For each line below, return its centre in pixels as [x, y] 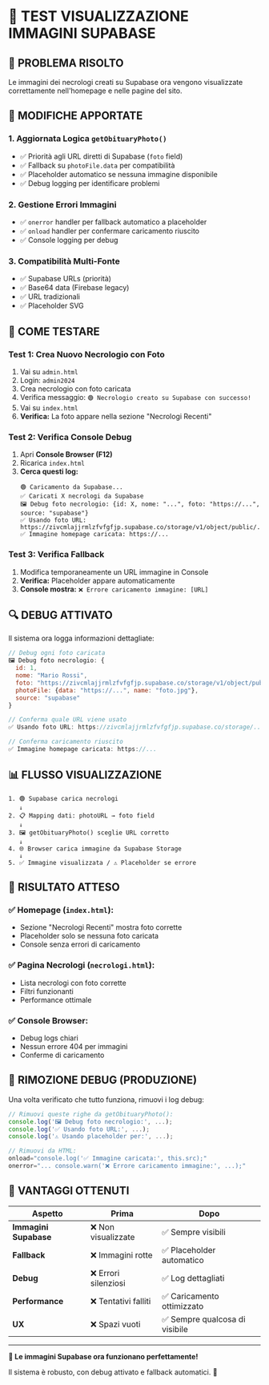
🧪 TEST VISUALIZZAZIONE [99, 16]
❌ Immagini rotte [122, 1255]
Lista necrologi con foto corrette [73, 983]
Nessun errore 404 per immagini [74, 1046]
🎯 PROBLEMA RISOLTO [66, 63]
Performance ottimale [56, 999]
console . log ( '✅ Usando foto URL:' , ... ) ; [79, 1129]
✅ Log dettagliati [193, 1278]
